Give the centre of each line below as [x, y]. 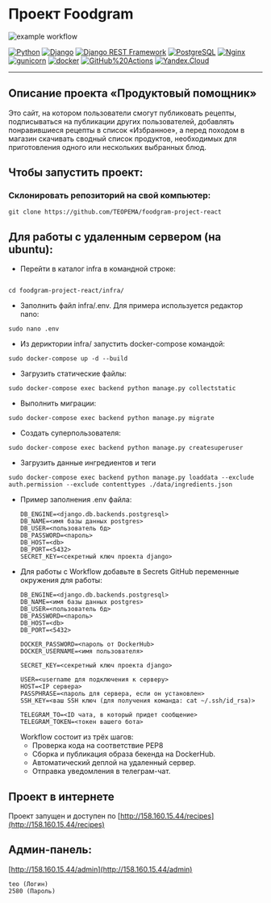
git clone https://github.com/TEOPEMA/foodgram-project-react [115, 212]
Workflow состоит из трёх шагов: [77, 737]
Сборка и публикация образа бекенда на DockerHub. [124, 754]
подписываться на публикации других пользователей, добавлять [121, 121]
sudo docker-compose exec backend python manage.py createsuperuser [126, 448]
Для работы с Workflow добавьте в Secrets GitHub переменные [129, 572]
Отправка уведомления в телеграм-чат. [101, 772]
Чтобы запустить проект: [76, 173]
